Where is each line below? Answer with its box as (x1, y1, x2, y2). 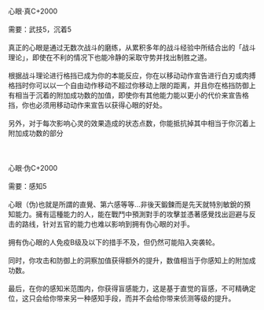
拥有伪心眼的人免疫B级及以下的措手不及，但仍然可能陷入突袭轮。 (8, 238, 220, 247)
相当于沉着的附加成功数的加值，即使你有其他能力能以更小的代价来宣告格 (14, 90, 249, 100)
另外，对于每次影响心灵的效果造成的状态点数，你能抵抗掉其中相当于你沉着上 (8, 119, 256, 127)
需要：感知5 (8, 182, 47, 190)
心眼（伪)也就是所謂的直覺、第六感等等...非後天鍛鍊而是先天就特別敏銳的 (8, 200, 244, 209)
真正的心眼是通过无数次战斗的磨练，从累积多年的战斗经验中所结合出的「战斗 (8, 43, 256, 52)
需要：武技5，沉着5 (8, 24, 72, 34)
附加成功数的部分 (8, 128, 64, 138)
